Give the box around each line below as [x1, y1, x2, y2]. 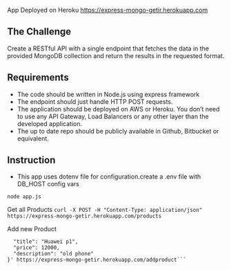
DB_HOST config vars [17, 180, 79, 188]
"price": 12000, [13, 244, 60, 251]
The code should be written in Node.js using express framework [17, 90, 200, 98]
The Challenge [7, 26, 72, 37]
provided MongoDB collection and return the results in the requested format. [7, 51, 225, 60]
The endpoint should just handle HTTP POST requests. [17, 97, 174, 106]
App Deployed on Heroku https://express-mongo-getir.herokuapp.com [7, 6, 208, 14]
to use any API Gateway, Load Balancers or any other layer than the [17, 112, 209, 120]
